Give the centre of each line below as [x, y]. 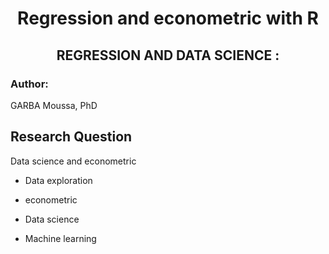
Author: [29, 84]
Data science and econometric [73, 161]
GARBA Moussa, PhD [54, 105]
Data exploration [58, 180]
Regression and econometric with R [168, 18]
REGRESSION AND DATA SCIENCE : [168, 55]
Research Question [71, 137]
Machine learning [60, 238]
